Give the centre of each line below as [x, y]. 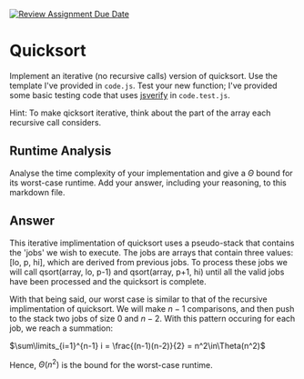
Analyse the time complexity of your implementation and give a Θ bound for [151, 173]
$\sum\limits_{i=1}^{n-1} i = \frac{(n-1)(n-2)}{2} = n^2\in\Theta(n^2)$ [137, 345]
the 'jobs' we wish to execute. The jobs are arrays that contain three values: [152, 252]
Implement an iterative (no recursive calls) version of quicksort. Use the [143, 75]
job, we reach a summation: [61, 328]
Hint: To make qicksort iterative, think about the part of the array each [140, 113]
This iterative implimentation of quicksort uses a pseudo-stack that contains [152, 243]
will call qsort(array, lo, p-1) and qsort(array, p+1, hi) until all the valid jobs [147, 272]
